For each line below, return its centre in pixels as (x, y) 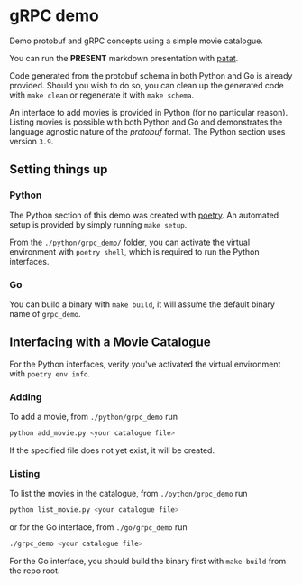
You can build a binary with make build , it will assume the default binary (142, 304)
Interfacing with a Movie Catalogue (110, 343)
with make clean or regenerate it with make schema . (102, 95)
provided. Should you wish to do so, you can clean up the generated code (146, 85)
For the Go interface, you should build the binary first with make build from (148, 561)
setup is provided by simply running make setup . (98, 224)
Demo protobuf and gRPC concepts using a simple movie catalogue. (137, 41)
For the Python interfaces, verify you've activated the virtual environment (145, 364)
